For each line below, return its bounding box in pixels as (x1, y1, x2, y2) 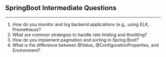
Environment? (12, 47, 41, 53)
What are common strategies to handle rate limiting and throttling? (12, 32, 147, 38)
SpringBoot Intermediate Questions (5, 4, 117, 12)
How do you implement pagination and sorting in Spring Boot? (12, 37, 139, 43)
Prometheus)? (12, 26, 41, 32)
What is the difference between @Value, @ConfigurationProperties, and (12, 42, 159, 48)
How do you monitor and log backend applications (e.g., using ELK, (12, 21, 150, 27)
